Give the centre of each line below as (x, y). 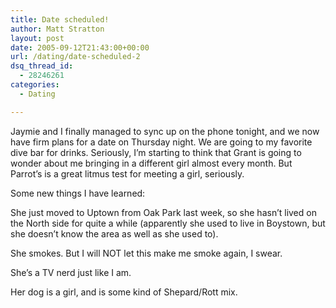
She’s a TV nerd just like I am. (71, 272)
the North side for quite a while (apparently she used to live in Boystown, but (168, 223)
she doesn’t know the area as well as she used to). (114, 233)
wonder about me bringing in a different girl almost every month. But (151, 163)
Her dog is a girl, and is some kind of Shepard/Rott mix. (124, 292)
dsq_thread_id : (42, 66)
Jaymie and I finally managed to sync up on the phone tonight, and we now (165, 131)
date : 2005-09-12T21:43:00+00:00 (80, 47)
